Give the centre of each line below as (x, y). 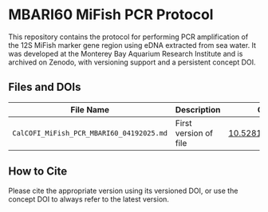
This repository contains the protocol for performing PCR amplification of (128, 37)
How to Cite (38, 172)
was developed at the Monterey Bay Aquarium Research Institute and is (126, 53)
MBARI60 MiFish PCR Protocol (111, 15)
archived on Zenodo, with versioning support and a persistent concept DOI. (132, 62)
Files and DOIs (45, 87)
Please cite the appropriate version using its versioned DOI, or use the (123, 190)
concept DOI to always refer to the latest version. (89, 199)
